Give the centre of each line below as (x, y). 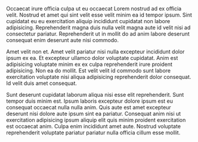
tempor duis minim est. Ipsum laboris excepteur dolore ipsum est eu (90, 101)
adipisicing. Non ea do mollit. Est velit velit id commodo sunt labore (89, 70)
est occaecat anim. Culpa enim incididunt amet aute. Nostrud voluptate (93, 126)
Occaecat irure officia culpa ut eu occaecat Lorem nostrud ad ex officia (94, 9)
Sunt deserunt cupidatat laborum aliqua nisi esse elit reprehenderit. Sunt (95, 95)
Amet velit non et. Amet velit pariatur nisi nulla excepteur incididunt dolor (95, 52)
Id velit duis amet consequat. (42, 83)
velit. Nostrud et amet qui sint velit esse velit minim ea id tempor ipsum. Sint (99, 15)
